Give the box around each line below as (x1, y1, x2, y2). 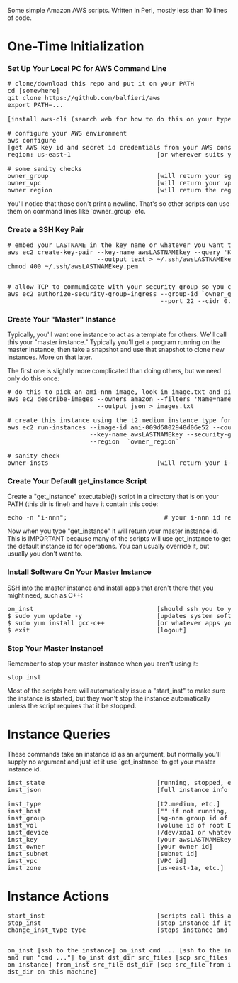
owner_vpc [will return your (7, 179, 221, 187)
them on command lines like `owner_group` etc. (7, 207, 147, 216)
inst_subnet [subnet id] (7, 850, 198, 857)
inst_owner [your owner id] (7, 842, 213, 850)
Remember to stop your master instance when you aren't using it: (7, 659, 198, 668)
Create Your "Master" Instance (7, 314, 117, 324)
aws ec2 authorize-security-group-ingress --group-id (7, 290, 198, 297)
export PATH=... (7, 101, 64, 109)
